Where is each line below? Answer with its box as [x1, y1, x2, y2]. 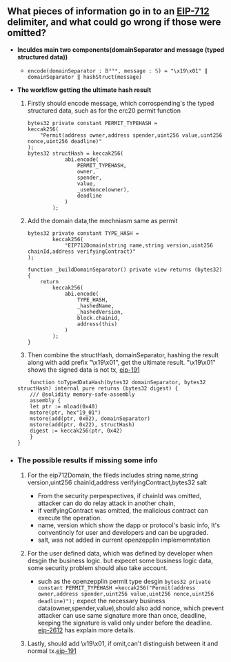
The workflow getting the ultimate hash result [17, 86, 152, 94]
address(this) [77, 321, 118, 328]
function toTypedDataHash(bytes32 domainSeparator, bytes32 [30, 379, 206, 386]
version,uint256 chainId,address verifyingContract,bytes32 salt [27, 478, 208, 486]
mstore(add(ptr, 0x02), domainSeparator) [30, 415, 150, 422]
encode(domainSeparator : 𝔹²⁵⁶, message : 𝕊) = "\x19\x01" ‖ [27, 67, 208, 75]
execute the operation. [37, 514, 102, 522]
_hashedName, [77, 302, 115, 310]
